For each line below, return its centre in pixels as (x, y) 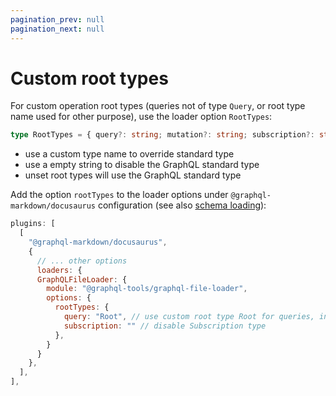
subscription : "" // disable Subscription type (165, 326)
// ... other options (82, 261)
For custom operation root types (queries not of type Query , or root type (158, 106)
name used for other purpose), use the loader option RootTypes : (141, 117)
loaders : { (59, 270)
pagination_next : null (57, 29)
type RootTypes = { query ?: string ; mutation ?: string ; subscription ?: (162, 135)
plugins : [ (33, 224)
